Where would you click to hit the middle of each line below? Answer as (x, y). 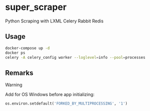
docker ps (15, 53)
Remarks (19, 73)
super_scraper (36, 7)
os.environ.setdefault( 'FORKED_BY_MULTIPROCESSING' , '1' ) (66, 104)
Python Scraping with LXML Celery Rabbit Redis (54, 21)
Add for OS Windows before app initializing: (50, 95)
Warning (14, 85)
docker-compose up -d (28, 48)
